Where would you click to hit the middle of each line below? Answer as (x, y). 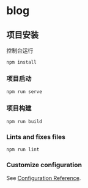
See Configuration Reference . (44, 178)
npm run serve (24, 92)
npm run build (24, 121)
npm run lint (23, 149)
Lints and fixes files (36, 137)
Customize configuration (44, 165)
